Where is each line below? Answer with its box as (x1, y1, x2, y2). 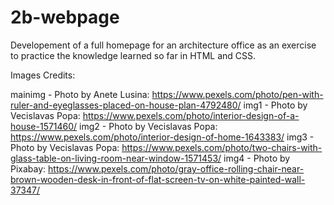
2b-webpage (10, 6, 120, 29)
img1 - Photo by (243, 99, 308, 111)
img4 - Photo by (223, 152, 291, 164)
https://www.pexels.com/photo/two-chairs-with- (121, 141, 323, 153)
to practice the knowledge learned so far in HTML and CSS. (10, 49, 257, 61)
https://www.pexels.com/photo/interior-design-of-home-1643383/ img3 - (10, 131, 315, 143)
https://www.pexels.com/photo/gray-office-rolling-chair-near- (48, 162, 305, 175)
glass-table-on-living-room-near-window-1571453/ (10, 152, 222, 164)
